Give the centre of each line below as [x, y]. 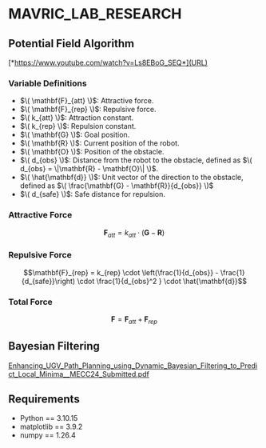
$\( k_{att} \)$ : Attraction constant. [77, 118]
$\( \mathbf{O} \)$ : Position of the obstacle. [92, 152]
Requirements [44, 399]
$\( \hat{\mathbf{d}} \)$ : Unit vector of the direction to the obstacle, [131, 178]
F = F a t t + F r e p [134, 320]
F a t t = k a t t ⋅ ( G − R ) [134, 233]
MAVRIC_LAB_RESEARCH [95, 14]
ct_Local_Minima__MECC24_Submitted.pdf [79, 374]
